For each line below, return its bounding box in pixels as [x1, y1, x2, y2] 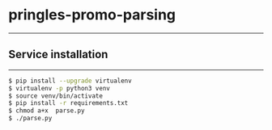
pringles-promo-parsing [8, 6, 176, 24]
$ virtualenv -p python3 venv [8, 84, 111, 92]
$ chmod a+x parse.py [8, 107, 85, 115]
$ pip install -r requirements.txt [8, 99, 129, 107]
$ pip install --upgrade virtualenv [8, 77, 132, 85]
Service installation [8, 48, 108, 61]
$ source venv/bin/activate [8, 91, 104, 100]
